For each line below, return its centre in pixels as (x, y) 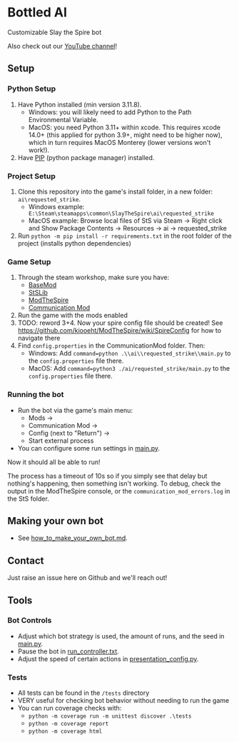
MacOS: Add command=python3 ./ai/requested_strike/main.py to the (129, 369)
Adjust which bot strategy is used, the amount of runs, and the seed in (121, 636)
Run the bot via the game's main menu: (75, 410)
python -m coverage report (68, 724)
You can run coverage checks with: (70, 708)
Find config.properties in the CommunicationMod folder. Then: (111, 346)
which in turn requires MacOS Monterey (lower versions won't (119, 142)
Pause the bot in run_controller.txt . (68, 651)
